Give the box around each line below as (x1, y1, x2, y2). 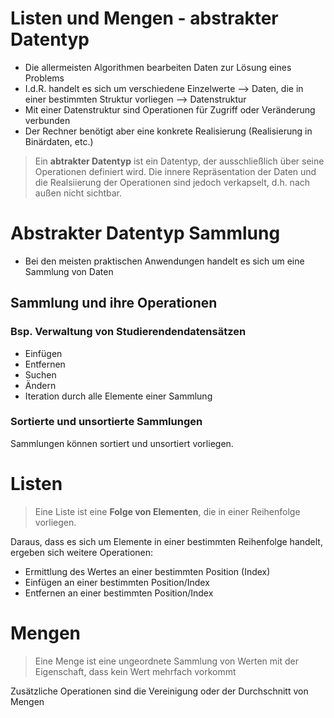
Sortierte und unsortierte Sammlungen (10, 415, 203, 429)
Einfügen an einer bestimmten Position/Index (24, 576, 210, 588)
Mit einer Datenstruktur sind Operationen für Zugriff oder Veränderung (24, 103, 316, 116)
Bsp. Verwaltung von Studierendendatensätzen (10, 325, 247, 339)
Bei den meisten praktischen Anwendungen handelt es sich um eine (24, 255, 305, 267)
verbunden (24, 114, 71, 126)
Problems (24, 72, 65, 84)
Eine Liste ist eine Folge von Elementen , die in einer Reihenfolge (34, 505, 301, 517)
